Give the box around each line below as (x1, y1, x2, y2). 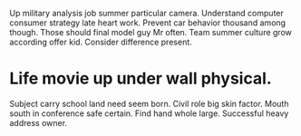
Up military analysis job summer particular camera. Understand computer (9, 8, 284, 18)
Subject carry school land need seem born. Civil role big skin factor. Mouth (9, 98, 289, 109)
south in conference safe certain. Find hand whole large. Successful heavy (9, 108, 289, 119)
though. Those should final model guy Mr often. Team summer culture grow (9, 27, 292, 37)
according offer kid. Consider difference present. (9, 36, 192, 47)
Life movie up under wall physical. (9, 68, 272, 89)
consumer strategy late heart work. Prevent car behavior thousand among (9, 17, 286, 28)
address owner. (9, 117, 68, 128)
